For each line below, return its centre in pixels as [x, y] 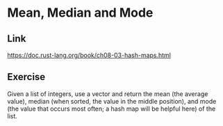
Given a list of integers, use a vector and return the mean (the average [108, 94]
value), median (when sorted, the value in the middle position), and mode [112, 101]
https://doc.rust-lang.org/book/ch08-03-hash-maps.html [89, 55]
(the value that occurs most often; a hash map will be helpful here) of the [111, 109]
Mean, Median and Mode [80, 13]
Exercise [26, 77]
